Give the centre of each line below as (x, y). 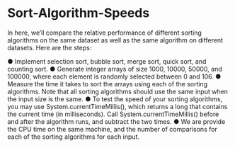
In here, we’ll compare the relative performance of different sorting (104, 33)
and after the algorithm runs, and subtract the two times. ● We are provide (116, 121)
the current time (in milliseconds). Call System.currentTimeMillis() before (113, 114)
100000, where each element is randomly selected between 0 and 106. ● (114, 76)
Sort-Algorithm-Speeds (79, 13)
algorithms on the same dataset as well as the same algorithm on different (115, 40)
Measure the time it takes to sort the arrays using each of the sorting (107, 84)
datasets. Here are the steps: (50, 47)
